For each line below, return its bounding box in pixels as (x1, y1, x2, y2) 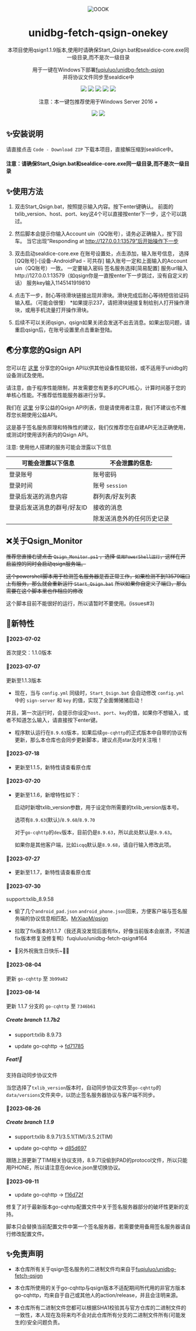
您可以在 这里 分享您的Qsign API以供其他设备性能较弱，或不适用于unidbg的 (6, 364, 188, 371)
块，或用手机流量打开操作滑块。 (14, 306, 92, 313)
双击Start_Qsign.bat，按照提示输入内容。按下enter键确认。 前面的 (14, 203, 174, 210)
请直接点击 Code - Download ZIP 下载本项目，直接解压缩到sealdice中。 (6, 146, 177, 153)
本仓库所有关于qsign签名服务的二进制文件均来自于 (14, 1266, 136, 1273)
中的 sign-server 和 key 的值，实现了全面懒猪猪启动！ (14, 697, 145, 704)
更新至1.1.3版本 (6, 677, 42, 684)
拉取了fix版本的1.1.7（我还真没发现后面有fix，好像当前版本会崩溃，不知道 (14, 927, 190, 935)
